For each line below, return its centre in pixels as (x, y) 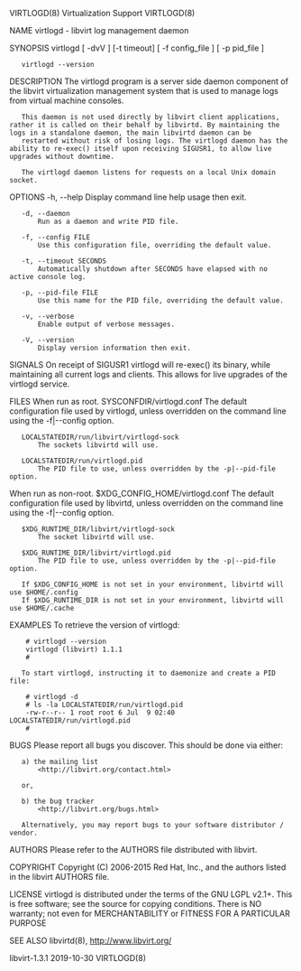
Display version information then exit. (114, 348)
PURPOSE (28, 923)
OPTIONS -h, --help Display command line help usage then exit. (128, 197)
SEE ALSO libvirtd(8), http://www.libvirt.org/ (91, 940)
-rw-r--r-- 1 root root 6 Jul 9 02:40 (100, 713)
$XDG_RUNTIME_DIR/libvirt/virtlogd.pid (96, 553)
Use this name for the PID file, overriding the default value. (160, 301)
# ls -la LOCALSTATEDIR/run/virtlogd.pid (104, 705)
